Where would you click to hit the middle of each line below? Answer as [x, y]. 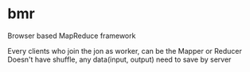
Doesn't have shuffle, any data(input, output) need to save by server [119, 59]
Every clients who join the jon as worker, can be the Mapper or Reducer [125, 51]
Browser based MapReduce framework [72, 36]
